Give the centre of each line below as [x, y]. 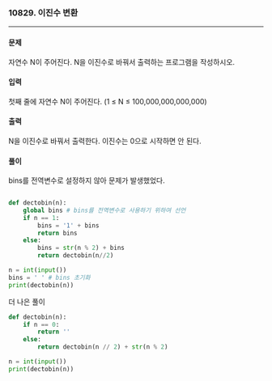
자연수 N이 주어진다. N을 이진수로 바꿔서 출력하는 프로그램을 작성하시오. [122, 61]
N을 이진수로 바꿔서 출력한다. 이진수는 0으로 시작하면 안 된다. [105, 141]
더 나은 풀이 [27, 302]
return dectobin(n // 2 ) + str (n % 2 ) [103, 347]
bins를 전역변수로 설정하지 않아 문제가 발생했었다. [87, 180]
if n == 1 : [41, 218]
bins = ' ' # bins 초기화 [49, 277]
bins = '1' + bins [68, 225]
